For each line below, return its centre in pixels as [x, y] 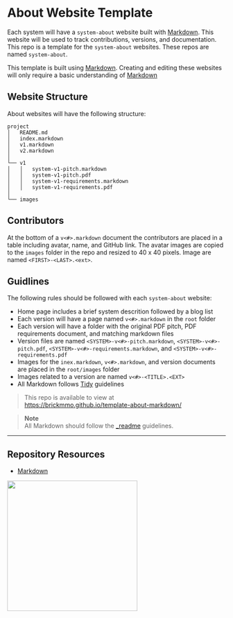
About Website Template [80, 13]
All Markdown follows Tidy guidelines [71, 384]
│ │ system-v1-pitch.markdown [57, 169]
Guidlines [28, 281]
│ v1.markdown [31, 145]
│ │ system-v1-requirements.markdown [68, 181]
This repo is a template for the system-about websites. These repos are [108, 47]
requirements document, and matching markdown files [95, 334]
